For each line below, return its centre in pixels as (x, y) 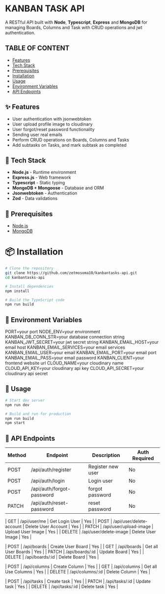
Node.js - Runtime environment (44, 172)
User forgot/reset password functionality (53, 129)
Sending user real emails (37, 134)
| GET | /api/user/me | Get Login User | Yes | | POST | (59, 521)
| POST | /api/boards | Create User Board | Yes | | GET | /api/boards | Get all (82, 547)
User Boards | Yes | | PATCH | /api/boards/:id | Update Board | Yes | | (74, 552)
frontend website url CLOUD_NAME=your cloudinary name (64, 363)
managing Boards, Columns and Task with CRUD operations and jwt (74, 27)
